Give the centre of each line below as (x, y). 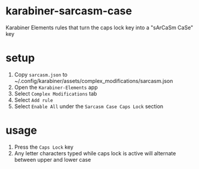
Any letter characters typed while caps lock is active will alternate (95, 153)
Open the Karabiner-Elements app (56, 87)
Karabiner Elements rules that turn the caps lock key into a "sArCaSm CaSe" (99, 27)
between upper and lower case (53, 159)
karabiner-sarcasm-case (69, 11)
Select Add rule (33, 100)
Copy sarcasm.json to (41, 74)
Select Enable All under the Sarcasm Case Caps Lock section (89, 106)
